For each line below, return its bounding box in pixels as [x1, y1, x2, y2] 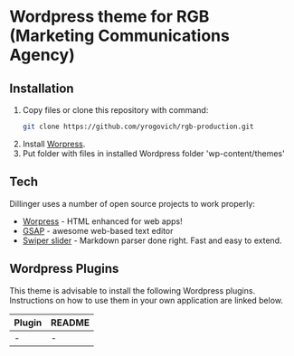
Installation [9, 80, 74, 96]
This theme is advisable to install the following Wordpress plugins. [9, 285, 256, 295]
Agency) [9, 45, 75, 65]
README [51, 316, 90, 329]
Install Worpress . [22, 138, 86, 149]
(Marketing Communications [9, 25, 231, 46]
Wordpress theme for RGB [9, 6, 210, 27]
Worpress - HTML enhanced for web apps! [22, 215, 183, 227]
